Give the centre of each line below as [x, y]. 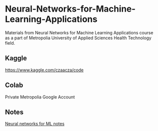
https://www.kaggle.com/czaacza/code [44, 70]
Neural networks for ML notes [35, 124]
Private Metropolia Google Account [40, 97]
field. [10, 43]
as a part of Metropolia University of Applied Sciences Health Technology [78, 38]
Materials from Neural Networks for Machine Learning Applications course [79, 33]
